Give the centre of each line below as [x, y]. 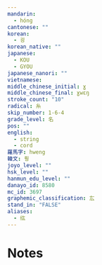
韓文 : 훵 [18, 159]
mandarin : [22, 14]
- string [26, 139]
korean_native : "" [34, 47]
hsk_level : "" [28, 172]
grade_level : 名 [31, 119]
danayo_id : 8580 [31, 185]
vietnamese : [25, 80]
